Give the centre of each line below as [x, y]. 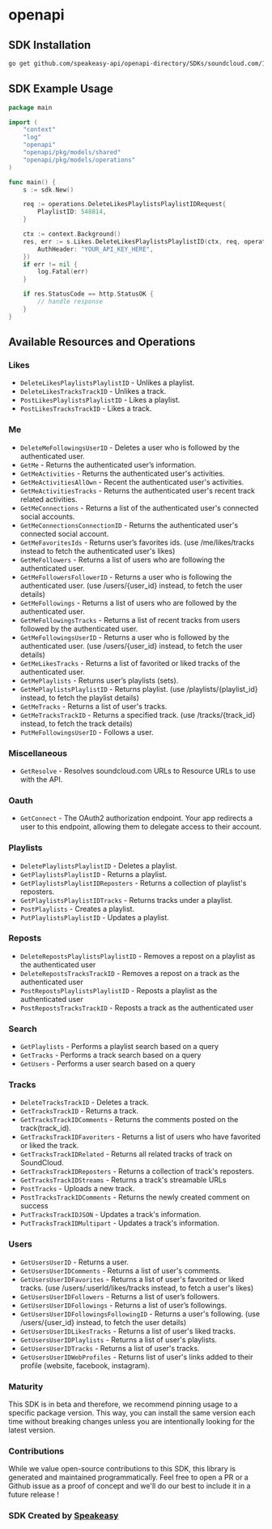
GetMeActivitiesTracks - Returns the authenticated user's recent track [138, 490]
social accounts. [47, 516]
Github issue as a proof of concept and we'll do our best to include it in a [130, 1486]
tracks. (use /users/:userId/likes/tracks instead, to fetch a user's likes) [136, 1288]
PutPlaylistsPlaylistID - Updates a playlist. [95, 917]
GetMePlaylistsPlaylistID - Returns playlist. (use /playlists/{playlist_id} [139, 689]
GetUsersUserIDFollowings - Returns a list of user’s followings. [123, 1305]
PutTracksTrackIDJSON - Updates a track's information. [110, 1215]
